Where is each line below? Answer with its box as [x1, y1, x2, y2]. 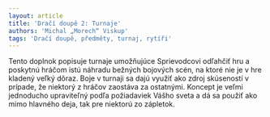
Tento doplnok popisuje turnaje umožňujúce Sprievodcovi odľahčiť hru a [8, 56, 250, 66]
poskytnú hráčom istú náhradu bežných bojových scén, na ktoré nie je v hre [8, 65, 262, 75]
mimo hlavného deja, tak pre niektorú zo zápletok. [8, 99, 176, 109]
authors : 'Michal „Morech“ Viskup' [8, 27, 129, 35]
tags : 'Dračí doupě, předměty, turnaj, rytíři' [8, 34, 173, 43]
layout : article [8, 11, 63, 20]
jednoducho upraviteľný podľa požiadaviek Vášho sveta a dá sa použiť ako [8, 90, 258, 101]
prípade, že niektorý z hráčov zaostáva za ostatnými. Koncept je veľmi [8, 82, 243, 92]
